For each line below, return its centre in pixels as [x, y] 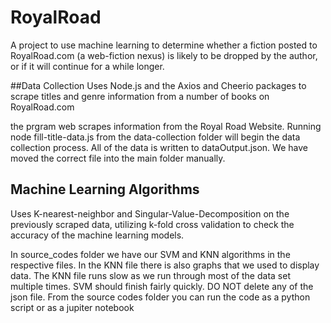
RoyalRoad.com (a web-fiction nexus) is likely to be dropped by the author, [164, 55]
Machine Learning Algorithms [105, 189]
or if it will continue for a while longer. [87, 66]
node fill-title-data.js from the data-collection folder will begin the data [155, 137]
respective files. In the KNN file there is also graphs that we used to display [165, 265]
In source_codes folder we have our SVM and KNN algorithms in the [150, 254]
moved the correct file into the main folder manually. [118, 158]
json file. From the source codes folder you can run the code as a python [160, 297]
